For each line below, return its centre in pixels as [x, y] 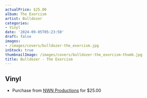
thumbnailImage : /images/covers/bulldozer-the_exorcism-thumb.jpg [74, 55]
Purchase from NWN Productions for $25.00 [56, 91]
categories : [17, 23]
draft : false [18, 37]
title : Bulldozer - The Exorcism [39, 59]
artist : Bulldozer [24, 18]
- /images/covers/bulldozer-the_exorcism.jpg [52, 46]
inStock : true [19, 50]
